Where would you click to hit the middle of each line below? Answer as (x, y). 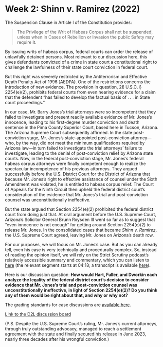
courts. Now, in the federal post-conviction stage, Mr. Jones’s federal (74, 158)
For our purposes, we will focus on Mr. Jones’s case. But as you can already (81, 244)
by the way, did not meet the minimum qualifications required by (81, 143)
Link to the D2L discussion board (38, 314)
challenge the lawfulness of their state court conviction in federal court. (77, 67)
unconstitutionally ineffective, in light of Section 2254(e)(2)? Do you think (81, 290)
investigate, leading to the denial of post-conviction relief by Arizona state (79, 153)
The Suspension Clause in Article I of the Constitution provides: (69, 22)
